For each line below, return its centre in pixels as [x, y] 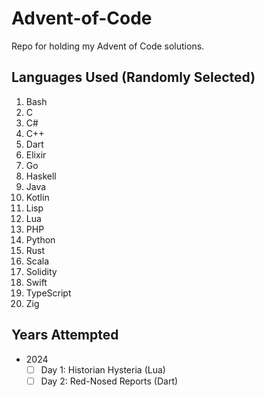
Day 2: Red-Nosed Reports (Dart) [109, 381]
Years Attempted [65, 335]
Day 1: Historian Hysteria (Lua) [103, 369]
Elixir [36, 154]
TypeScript [48, 293]
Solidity [41, 271]
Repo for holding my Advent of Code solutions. [108, 46]
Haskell [41, 176]
